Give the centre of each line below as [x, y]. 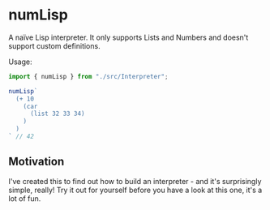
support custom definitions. [54, 45]
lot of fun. [25, 198]
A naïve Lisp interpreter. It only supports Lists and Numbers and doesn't [129, 37]
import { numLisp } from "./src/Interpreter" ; [88, 76]
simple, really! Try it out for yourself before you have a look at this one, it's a [135, 190]
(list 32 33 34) [57, 114]
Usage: [20, 62]
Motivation [36, 162]
